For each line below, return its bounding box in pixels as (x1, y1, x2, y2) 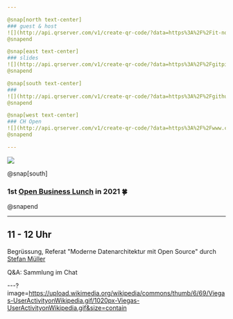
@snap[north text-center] (7, 16, 82, 23)
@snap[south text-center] (7, 80, 82, 87)
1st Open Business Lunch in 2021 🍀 (7, 187, 128, 196)
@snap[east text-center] (7, 48, 79, 55)
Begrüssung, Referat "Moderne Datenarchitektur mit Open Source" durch (7, 247, 216, 255)
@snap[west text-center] (7, 112, 79, 119)
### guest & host (7, 22, 58, 30)
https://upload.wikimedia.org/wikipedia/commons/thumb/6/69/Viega (28, 288, 225, 297)
